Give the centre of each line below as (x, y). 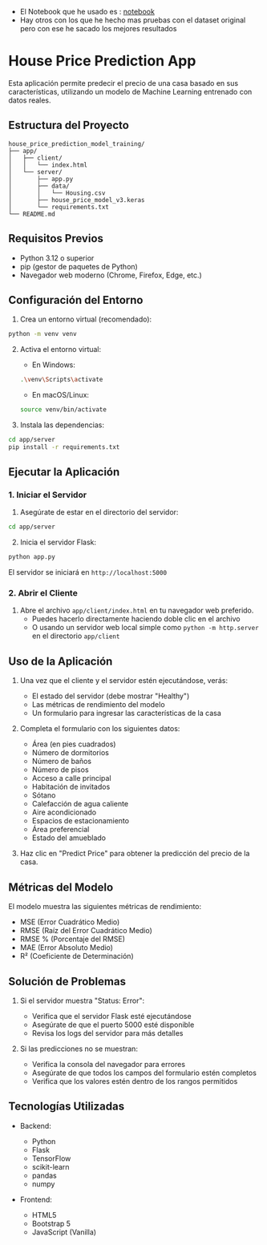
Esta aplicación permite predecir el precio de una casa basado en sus (123, 83)
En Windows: (54, 365)
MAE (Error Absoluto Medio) (67, 948)
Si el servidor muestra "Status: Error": (82, 1000)
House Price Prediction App (102, 61)
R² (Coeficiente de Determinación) (77, 956)
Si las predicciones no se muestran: (79, 1049)
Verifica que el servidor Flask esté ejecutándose (111, 1016)
